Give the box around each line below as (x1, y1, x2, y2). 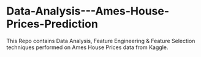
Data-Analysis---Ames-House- (6, 4, 170, 18)
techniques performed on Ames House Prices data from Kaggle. (6, 44, 169, 51)
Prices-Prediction (6, 17, 98, 31)
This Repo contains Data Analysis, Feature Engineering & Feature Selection (6, 37, 195, 44)
